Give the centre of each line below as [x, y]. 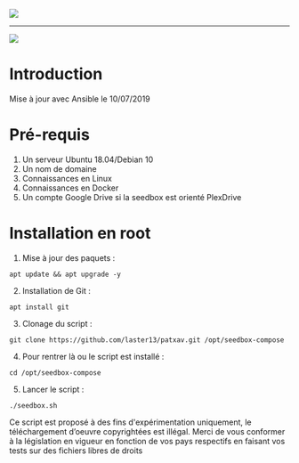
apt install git [39, 307]
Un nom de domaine [59, 168]
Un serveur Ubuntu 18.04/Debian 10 [88, 159]
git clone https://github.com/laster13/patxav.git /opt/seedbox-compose [147, 340]
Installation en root [80, 234]
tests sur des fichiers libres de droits [76, 451]
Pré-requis [50, 135]
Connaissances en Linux [67, 178]
